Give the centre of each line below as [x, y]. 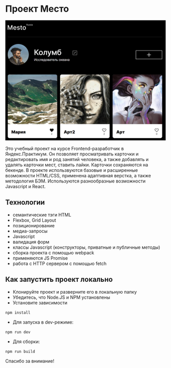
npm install [18, 312]
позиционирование [34, 225]
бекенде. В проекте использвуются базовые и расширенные [72, 170]
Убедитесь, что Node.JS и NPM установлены [61, 297]
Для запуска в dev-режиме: [43, 322]
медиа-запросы [30, 231]
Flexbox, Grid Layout [34, 220]
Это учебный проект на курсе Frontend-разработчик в [65, 148]
